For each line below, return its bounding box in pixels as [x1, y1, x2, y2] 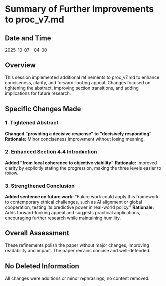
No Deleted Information [5, 262, 80, 271]
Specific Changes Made [5, 105, 81, 113]
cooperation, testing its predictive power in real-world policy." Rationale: [5, 204, 154, 210]
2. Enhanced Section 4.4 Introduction [5, 148, 98, 155]
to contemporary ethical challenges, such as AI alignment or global [5, 199, 142, 205]
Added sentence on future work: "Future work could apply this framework [5, 194, 159, 200]
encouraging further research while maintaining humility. [5, 215, 121, 221]
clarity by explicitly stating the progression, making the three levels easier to [5, 165, 162, 171]
